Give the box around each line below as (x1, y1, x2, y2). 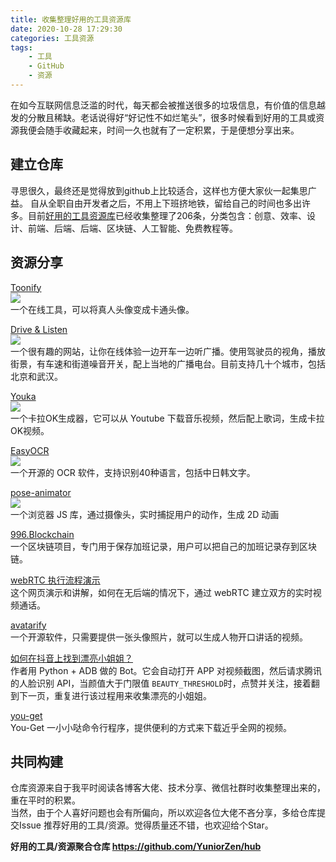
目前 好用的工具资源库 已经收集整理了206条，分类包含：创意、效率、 (27, 209, 308, 221)
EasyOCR (10, 444, 50, 456)
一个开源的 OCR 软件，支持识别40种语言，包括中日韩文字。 (10, 466, 256, 478)
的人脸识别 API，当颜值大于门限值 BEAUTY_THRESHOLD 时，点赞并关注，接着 (10, 677, 312, 689)
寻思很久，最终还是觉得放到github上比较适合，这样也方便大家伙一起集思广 (10, 184, 317, 196)
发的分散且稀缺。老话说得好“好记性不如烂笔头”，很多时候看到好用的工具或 (10, 111, 317, 123)
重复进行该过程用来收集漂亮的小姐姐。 (53, 689, 212, 701)
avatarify (10, 619, 47, 631)
